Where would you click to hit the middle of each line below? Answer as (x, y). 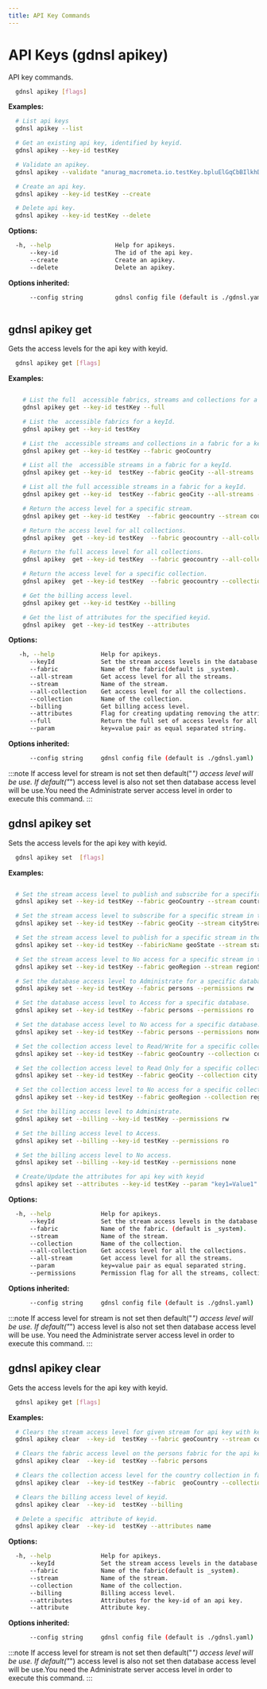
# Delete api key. (46, 208)
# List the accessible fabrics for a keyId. (99, 421)
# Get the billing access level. (78, 596)
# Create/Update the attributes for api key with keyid (110, 1177)
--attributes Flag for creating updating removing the (134, 714)
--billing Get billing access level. (110, 706)
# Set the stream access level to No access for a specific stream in (135, 959)
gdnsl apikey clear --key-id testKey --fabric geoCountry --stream (133, 1439)
